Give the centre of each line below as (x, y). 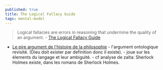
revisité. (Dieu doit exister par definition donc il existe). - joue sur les (81, 52)
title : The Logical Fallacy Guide (40, 14)
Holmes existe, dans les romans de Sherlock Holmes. (66, 62)
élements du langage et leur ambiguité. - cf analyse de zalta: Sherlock (83, 57)
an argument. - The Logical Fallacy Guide (59, 37)
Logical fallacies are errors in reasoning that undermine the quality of (87, 33)
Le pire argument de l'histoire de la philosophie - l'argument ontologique (85, 47)
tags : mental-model (25, 18)
